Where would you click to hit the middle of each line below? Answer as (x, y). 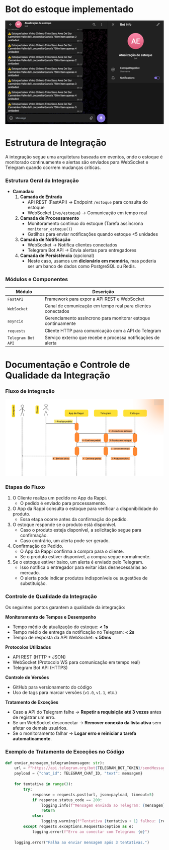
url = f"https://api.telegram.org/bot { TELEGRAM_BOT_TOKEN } (77, 768)
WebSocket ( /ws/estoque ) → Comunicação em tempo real (87, 213)
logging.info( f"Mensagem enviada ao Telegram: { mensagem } (103, 805)
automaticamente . (32, 739)
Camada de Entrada (41, 197)
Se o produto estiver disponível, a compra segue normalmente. (85, 556)
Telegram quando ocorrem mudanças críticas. (53, 167)
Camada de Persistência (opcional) (57, 256)
